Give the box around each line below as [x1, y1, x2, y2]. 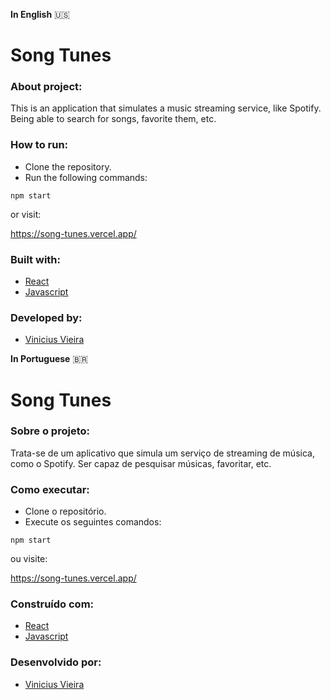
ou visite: [10, 553, 48, 565]
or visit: [10, 208, 42, 220]
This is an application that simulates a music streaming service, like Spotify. [10, 102, 322, 114]
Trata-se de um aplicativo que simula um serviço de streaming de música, [10, 447, 315, 459]
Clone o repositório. [24, 505, 107, 518]
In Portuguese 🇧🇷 [10, 353, 89, 365]
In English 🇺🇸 [10, 9, 70, 20]
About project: [10, 80, 83, 94]
